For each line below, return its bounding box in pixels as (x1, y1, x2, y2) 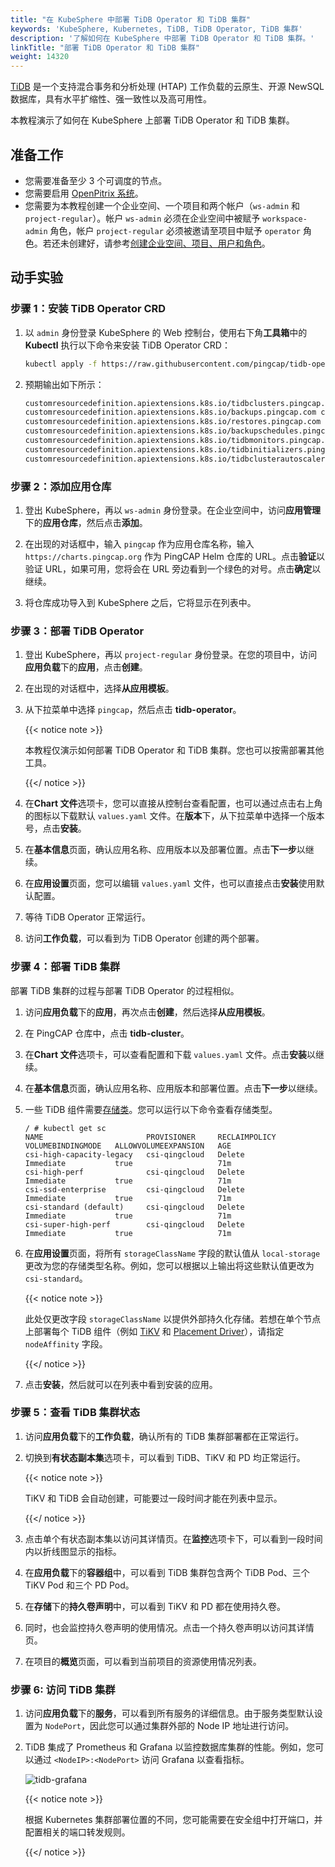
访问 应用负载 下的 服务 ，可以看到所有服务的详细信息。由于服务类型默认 (24, 1707, 315, 1720)
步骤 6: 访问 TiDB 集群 (10, 1682, 116, 1696)
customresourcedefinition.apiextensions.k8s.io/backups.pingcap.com (24, 407, 317, 418)
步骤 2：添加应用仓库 (10, 479, 112, 493)
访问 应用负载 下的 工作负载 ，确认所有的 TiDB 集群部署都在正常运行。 (24, 1430, 305, 1442)
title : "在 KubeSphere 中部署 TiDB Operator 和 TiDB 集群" (10, 14, 251, 25)
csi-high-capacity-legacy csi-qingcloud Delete (24, 1149, 245, 1160)
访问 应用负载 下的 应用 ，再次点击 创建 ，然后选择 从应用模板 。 (24, 1006, 271, 1018)
